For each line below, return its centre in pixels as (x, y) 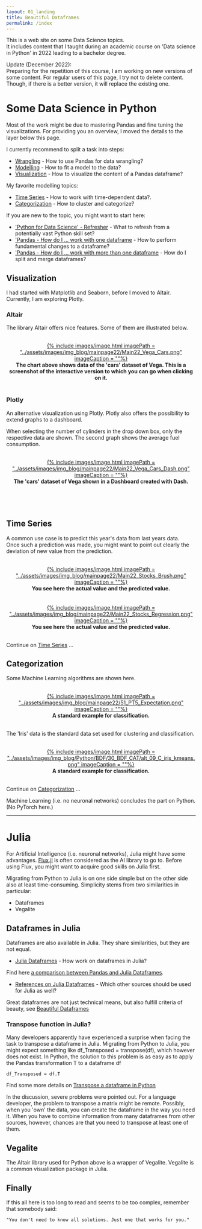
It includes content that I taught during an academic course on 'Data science (101, 46)
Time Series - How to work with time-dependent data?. (83, 197)
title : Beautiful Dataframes (43, 17)
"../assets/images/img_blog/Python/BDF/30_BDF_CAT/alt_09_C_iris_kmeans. (101, 758)
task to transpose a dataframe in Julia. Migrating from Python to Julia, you (98, 1044)
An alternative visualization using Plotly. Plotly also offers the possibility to (98, 413)
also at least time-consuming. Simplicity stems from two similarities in (93, 885)
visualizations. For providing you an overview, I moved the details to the (95, 131)
